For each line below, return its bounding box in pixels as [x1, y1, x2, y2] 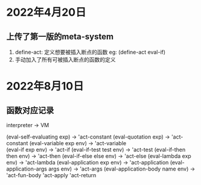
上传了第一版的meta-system [6, 31, 113, 42]
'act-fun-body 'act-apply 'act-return [6, 172, 97, 178]
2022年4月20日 [6, 5, 86, 19]
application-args [6, 165, 47, 172]
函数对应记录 [6, 105, 54, 115]
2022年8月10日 [6, 80, 84, 93]
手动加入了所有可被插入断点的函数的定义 [14, 56, 116, 63]
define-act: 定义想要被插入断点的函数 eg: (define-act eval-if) [14, 49, 166, 55]
